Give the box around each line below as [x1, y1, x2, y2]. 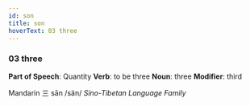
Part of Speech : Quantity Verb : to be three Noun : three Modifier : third [8, 71, 242, 81]
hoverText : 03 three [8, 26, 78, 35]
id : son [8, 11, 35, 20]
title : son [8, 19, 45, 27]
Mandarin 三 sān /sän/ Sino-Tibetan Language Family [8, 88, 187, 97]
